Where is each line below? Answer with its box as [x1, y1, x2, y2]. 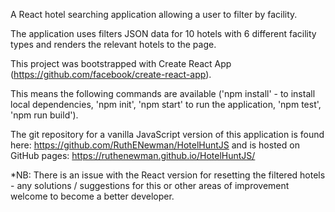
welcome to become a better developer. [10, 190, 175, 202]
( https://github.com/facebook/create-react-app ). [10, 69, 212, 80]
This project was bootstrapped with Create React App [10, 58, 232, 69]
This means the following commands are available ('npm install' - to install [10, 88, 316, 99]
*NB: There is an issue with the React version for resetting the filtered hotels [10, 169, 326, 181]
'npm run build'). [10, 109, 79, 121]
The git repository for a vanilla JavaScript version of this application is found [10, 129, 325, 140]
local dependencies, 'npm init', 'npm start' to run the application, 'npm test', [10, 99, 322, 110]
